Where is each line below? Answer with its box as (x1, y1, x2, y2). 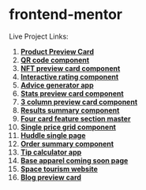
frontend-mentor (9, 6, 123, 24)
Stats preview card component (20, 88, 125, 98)
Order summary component (20, 139, 114, 148)
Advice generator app (20, 80, 94, 90)
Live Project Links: (9, 32, 69, 41)
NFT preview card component (20, 63, 121, 73)
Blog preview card (20, 172, 82, 182)
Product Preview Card (20, 47, 94, 56)
